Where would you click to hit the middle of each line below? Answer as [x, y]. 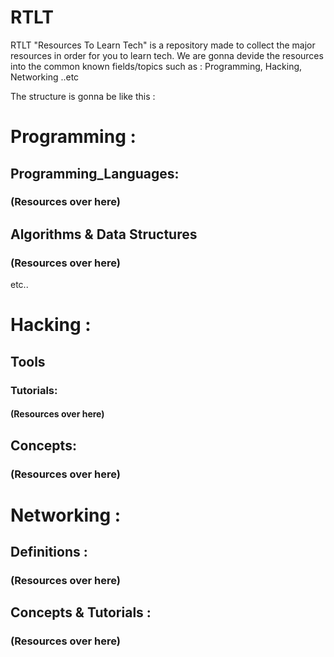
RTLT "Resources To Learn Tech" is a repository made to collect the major [163, 45]
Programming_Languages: [95, 173]
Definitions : [49, 552]
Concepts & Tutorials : [81, 612]
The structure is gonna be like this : [83, 96]
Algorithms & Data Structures [104, 234]
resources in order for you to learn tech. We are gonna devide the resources [167, 55]
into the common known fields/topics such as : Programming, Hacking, [156, 66]
